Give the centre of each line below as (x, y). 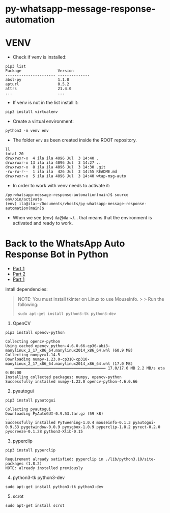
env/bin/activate (24, 199)
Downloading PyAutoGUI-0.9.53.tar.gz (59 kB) (54, 414)
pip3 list (16, 67)
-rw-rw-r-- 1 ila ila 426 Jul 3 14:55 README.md (61, 172)
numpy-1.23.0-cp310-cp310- (61, 359)
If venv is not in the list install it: (46, 103)
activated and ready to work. (43, 223)
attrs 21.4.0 (38, 89)
